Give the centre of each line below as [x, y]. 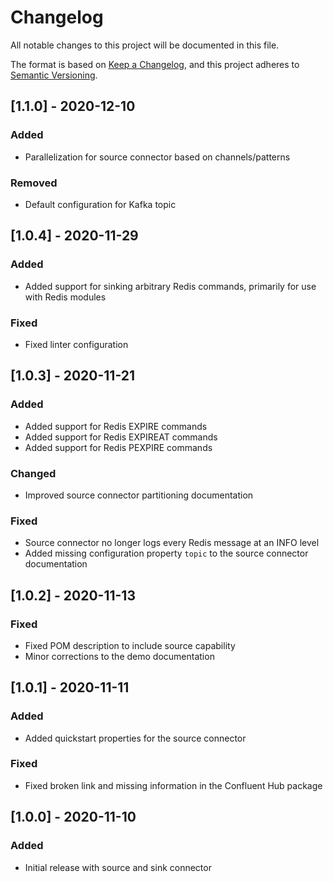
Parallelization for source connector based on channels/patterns [157, 157]
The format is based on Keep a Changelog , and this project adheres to [155, 64]
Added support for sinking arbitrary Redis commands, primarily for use [170, 286]
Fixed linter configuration [76, 344]
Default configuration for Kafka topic [100, 204]
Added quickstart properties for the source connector [135, 738]
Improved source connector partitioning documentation [139, 495]
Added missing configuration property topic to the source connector [166, 553]
